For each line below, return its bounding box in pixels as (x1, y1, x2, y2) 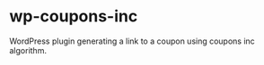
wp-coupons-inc (9, 6, 138, 27)
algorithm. (9, 45, 48, 55)
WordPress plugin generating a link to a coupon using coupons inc (9, 36, 256, 46)
